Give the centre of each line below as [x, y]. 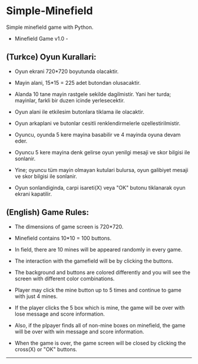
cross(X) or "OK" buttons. [46, 349]
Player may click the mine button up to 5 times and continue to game [98, 290]
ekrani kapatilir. [33, 194]
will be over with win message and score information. [79, 332]
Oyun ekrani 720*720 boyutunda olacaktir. [67, 71]
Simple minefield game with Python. [50, 27]
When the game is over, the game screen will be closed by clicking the [100, 343]
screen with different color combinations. [65, 279]
